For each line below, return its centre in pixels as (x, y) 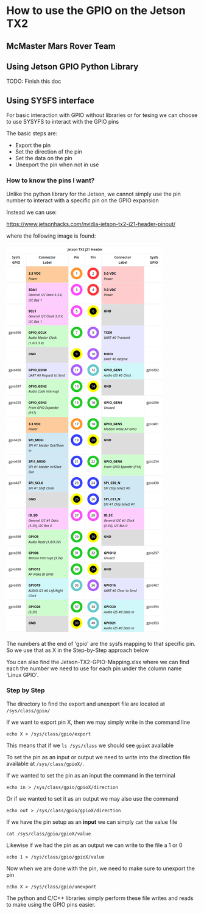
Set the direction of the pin (48, 152)
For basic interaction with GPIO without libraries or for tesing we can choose (102, 115)
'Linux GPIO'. (23, 675)
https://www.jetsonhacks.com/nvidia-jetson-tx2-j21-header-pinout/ (91, 224)
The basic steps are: (32, 133)
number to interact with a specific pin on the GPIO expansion (83, 200)
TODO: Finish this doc (34, 81)
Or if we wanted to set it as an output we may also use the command (92, 798)
